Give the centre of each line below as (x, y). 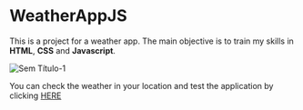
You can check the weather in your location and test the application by (141, 85)
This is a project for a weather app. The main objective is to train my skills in (151, 41)
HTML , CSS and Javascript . (63, 50)
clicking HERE (35, 95)
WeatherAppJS (68, 16)
